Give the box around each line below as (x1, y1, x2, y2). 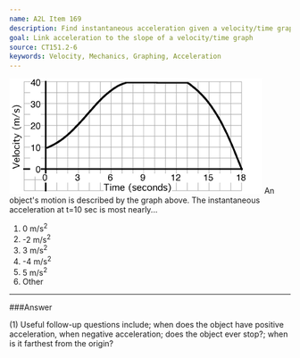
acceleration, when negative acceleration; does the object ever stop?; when (9, 329, 288, 339)
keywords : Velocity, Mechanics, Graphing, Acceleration (9, 52, 221, 62)
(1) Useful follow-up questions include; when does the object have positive (9, 320, 284, 330)
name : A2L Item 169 (9, 14, 82, 23)
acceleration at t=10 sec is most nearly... (9, 204, 158, 215)
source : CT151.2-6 (9, 43, 78, 52)
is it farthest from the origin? (9, 338, 114, 349)
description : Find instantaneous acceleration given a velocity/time (9, 23, 274, 33)
